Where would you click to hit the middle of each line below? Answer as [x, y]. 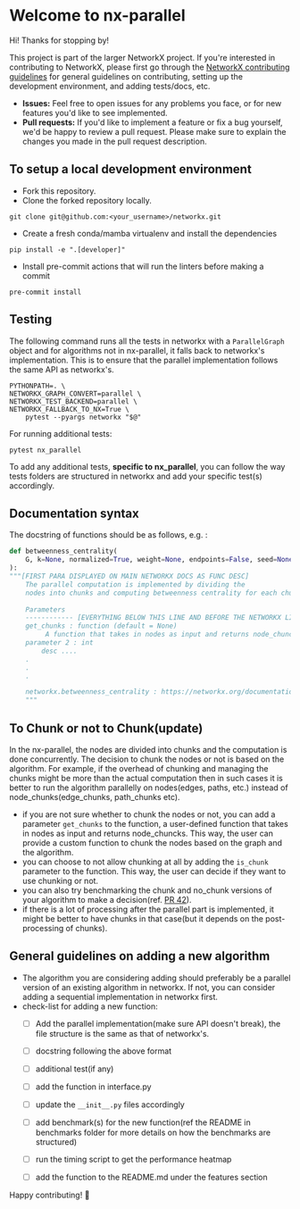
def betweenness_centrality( [63, 551]
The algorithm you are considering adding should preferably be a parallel [156, 978]
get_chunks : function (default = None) [101, 626]
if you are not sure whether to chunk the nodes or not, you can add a [149, 814]
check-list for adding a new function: [90, 1006]
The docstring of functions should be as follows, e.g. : [108, 535]
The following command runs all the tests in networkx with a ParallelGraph [147, 341]
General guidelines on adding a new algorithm [140, 956]
